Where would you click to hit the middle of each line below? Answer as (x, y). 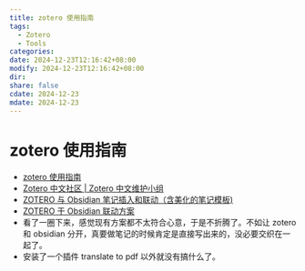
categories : (32, 52)
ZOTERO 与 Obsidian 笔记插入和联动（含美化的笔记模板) (128, 200)
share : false (34, 85)
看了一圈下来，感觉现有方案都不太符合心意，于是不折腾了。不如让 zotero (159, 223)
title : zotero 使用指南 (51, 18)
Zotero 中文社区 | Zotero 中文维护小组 (93, 188)
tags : (20, 26)
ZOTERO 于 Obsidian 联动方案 (78, 211)
